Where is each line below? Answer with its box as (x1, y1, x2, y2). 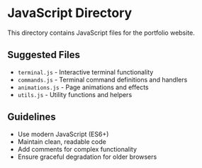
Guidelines (7, 111, 56, 123)
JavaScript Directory (7, 5, 133, 21)
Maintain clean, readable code (17, 137, 106, 146)
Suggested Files (7, 49, 80, 61)
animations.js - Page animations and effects (17, 83, 149, 91)
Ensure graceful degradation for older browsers (17, 152, 157, 161)
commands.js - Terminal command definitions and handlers (17, 75, 188, 84)
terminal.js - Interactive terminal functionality (17, 67, 154, 76)
